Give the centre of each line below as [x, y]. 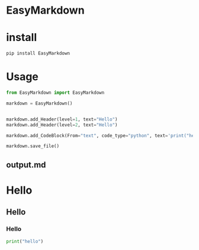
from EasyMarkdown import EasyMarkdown [55, 93]
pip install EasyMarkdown [38, 53]
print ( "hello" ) [25, 241]
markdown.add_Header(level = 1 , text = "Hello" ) [62, 119]
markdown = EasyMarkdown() [39, 103]
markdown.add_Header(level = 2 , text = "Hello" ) [62, 125]
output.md [26, 165]
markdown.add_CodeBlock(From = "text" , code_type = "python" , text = [87, 135]
